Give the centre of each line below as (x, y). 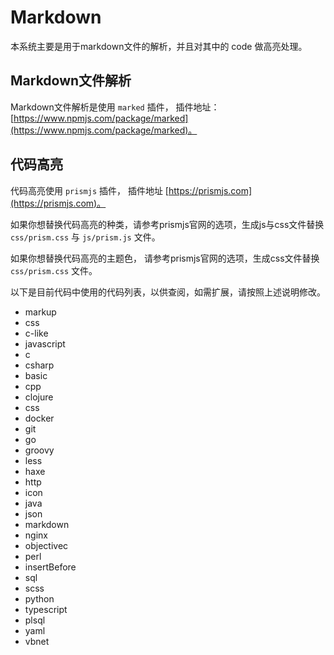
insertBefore (50, 567)
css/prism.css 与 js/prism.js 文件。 (85, 237)
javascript (45, 343)
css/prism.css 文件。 (54, 270)
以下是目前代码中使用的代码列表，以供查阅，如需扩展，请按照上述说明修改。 (168, 292)
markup (40, 312)
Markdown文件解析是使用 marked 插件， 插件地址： (115, 107)
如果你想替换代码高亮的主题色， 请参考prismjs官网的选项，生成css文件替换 (165, 258)
